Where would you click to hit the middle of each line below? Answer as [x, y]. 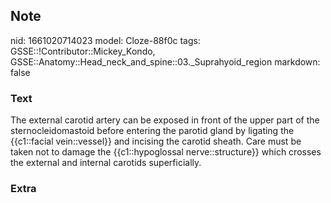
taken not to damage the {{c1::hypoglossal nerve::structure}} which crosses [166, 152]
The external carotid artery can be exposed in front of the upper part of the [165, 120]
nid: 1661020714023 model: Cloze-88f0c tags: [105, 40]
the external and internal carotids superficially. [106, 163]
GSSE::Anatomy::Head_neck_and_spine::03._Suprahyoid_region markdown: [165, 61]
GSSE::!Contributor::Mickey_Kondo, [83, 51]
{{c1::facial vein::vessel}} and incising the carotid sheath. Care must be [156, 141]
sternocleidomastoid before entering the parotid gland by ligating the [152, 131]
